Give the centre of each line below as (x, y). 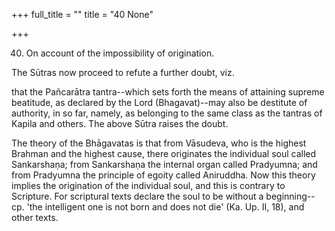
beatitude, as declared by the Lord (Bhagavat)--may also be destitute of (159, 102)
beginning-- (290, 196)
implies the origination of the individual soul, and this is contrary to (148, 185)
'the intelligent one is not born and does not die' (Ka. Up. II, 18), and (165, 207)
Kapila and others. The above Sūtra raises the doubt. (120, 123)
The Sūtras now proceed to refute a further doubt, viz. (123, 72)
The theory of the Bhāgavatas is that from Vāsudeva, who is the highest (159, 143)
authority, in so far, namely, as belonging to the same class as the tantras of (167, 113)
